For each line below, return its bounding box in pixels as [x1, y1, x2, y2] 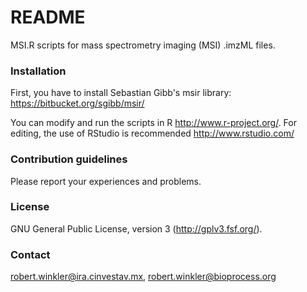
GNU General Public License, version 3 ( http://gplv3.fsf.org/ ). [10, 222, 263, 235]
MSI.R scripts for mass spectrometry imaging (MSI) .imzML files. [10, 39, 276, 51]
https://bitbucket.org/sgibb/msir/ [10, 97, 145, 110]
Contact [10, 247, 51, 261]
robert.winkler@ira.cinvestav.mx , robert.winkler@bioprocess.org [10, 271, 277, 283]
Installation [10, 64, 67, 78]
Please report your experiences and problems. [10, 175, 202, 187]
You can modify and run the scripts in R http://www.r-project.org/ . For [10, 117, 297, 129]
